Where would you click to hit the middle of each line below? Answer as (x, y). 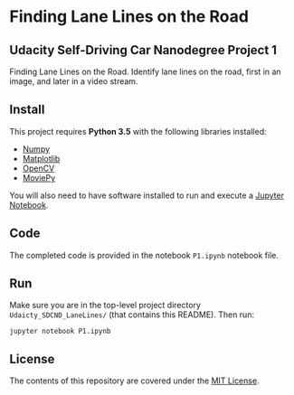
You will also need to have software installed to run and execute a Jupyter (147, 195)
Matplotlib (41, 158)
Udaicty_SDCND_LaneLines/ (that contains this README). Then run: (132, 315)
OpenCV (38, 168)
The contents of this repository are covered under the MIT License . (134, 381)
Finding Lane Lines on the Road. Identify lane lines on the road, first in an (146, 71)
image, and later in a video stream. (74, 81)
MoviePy (39, 177)
